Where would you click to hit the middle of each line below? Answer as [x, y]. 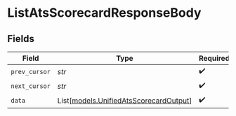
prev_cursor [31, 72]
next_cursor [31, 86]
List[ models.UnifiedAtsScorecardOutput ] [125, 101]
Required [215, 58]
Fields [21, 39]
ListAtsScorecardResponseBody [104, 13]
